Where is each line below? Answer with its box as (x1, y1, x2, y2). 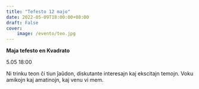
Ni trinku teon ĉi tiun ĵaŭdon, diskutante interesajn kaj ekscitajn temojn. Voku (6, 70, 194, 77)
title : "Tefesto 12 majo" (6, 8, 70, 15)
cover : (6, 25, 23, 31)
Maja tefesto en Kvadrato (6, 47, 70, 54)
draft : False (6, 20, 39, 26)
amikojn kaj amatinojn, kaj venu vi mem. (6, 77, 104, 84)
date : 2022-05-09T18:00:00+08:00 (6, 14, 89, 20)
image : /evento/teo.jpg (17, 31, 76, 37)
